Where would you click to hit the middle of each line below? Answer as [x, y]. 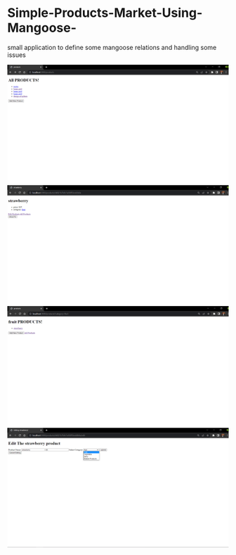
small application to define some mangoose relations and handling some [112, 47]
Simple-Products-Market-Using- [105, 13]
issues [17, 55]
